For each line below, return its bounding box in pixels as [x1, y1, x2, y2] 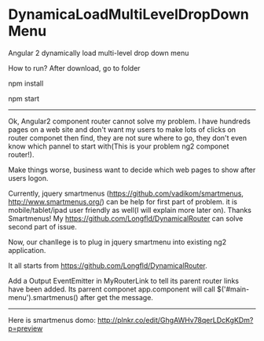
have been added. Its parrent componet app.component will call [8, 284, 216, 294]
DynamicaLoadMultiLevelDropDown [8, 5, 250, 24]
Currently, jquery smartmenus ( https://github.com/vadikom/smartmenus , [8, 189, 244, 198]
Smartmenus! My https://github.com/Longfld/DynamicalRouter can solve [8, 214, 244, 223]
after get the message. [79, 292, 153, 302]
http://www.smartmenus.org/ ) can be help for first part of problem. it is [8, 196, 238, 206]
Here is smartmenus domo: [8, 315, 96, 324]
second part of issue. [8, 222, 77, 231]
